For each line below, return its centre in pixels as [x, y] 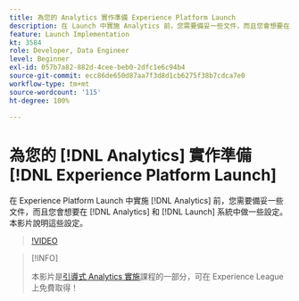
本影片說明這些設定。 [48, 223]
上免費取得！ [54, 288]
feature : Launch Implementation [69, 34]
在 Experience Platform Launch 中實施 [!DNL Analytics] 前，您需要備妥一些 [146, 201]
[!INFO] [45, 258]
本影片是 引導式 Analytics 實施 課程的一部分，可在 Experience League [157, 277]
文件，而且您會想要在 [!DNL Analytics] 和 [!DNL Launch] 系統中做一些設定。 [149, 212]
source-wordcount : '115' [55, 92]
